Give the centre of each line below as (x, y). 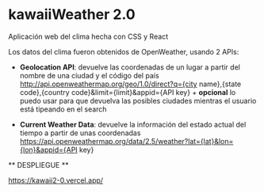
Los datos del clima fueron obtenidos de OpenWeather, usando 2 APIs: (124, 51)
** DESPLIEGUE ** (38, 165)
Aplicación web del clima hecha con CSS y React (88, 36)
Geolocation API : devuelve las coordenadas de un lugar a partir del (130, 67)
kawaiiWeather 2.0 (72, 15)
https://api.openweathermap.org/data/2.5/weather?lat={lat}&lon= (126, 141)
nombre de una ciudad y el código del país (90, 75)
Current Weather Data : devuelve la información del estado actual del (133, 124)
